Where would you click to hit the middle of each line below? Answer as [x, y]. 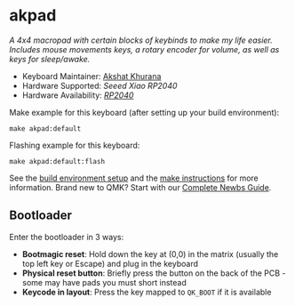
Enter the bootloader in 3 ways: [67, 237]
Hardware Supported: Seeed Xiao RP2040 [100, 85]
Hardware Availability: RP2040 [78, 95]
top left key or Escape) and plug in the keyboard [110, 263]
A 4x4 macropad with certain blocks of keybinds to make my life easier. [141, 40]
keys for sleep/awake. [50, 59]
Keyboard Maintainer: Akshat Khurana [92, 76]
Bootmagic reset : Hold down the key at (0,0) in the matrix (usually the [150, 254]
